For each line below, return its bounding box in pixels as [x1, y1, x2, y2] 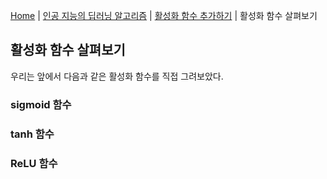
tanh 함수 [10, 127, 55, 141]
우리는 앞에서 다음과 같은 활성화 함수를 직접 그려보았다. [10, 70, 224, 82]
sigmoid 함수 [10, 97, 72, 111]
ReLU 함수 [10, 156, 58, 170]
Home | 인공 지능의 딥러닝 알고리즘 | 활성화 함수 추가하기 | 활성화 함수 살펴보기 [10, 10, 318, 21]
